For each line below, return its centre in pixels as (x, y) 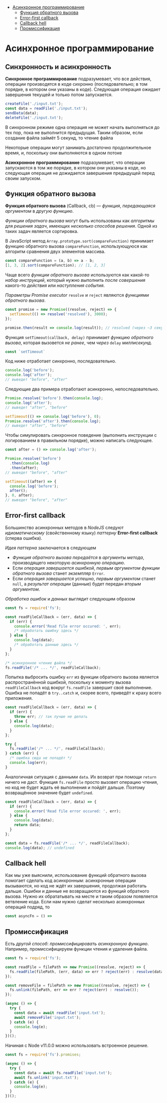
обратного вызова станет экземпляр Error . (59, 573)
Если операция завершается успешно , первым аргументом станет (84, 578)
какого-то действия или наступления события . (55, 285)
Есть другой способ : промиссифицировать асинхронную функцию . (77, 944)
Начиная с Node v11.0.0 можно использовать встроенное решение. (77, 1046)
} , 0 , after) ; (20, 495)
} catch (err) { (22, 753)
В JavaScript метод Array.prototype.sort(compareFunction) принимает (80, 241)
